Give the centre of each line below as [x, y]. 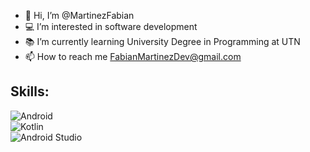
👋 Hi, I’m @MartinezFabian [79, 15]
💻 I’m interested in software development [111, 26]
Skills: [30, 91]
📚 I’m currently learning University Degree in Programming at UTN [162, 41]
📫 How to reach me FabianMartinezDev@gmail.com [133, 56]
